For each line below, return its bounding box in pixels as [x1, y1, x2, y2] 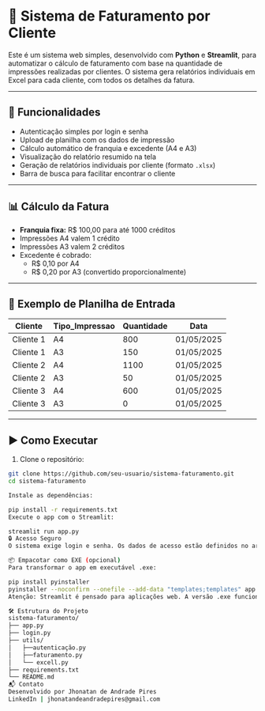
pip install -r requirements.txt [8, 505, 118, 513]
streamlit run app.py [8, 528, 80, 535]
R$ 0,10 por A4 [31, 259, 80, 268]
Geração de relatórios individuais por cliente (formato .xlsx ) [19, 160, 216, 169]
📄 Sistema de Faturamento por [8, 7, 211, 25]
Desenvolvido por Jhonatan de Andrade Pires [8, 688, 157, 696]
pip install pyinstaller [8, 577, 90, 586]
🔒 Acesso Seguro [8, 535, 62, 543]
